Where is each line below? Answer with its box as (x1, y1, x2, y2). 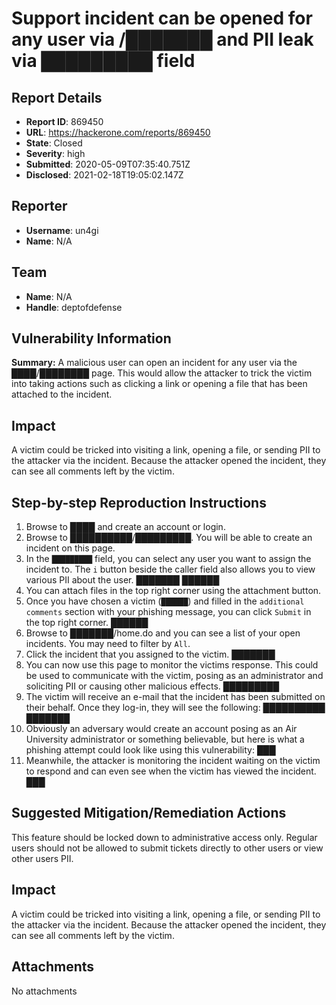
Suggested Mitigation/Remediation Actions (11, 805, 287, 822)
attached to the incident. (11, 388, 113, 401)
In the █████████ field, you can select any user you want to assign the (25, 553, 312, 565)
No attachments (11, 985, 78, 997)
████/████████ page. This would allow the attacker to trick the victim (11, 367, 313, 379)
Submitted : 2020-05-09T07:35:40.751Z (25, 158, 191, 170)
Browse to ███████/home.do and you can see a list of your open (25, 627, 301, 639)
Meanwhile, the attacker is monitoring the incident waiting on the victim (25, 755, 321, 767)
